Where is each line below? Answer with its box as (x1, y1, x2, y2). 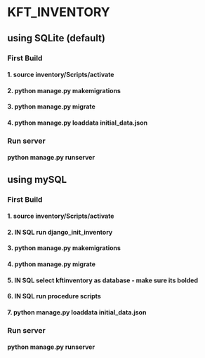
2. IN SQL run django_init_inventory (7, 228, 113, 236)
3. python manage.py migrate (7, 102, 96, 111)
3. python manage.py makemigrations (7, 244, 121, 252)
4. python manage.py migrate (7, 260, 96, 268)
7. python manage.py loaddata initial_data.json (7, 308, 147, 316)
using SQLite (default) (7, 32, 105, 44)
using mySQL (7, 173, 67, 186)
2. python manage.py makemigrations (7, 86, 121, 95)
